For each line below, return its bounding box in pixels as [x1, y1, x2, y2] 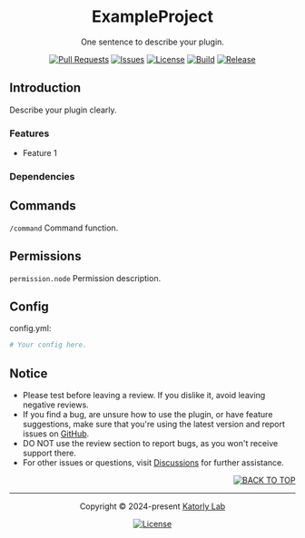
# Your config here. [9, 340, 88, 350]
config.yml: [9, 323, 52, 334]
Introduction [9, 80, 82, 96]
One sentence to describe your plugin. [80, 36, 225, 47]
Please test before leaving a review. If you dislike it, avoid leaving [22, 390, 266, 401]
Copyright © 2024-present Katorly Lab [79, 501, 226, 512]
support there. [22, 447, 77, 459]
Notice [9, 366, 48, 381]
